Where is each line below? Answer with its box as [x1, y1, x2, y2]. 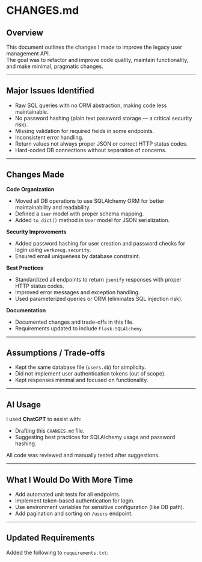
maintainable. [14, 108, 49, 115]
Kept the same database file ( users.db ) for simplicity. [14, 363, 146, 371]
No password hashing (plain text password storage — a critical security [14, 114, 192, 122]
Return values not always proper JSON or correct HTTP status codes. [14, 140, 188, 147]
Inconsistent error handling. [14, 134, 84, 141]
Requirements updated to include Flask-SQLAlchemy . [14, 324, 144, 332]
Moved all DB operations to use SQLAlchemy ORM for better [14, 197, 165, 205]
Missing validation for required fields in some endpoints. [14, 127, 155, 134]
